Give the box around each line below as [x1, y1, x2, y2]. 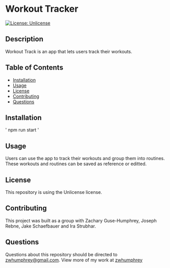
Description [5, 35, 43, 43]
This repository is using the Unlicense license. [5, 189, 102, 195]
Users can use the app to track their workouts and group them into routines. [5, 155, 165, 162]
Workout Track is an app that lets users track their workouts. [5, 48, 133, 54]
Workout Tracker [5, 3, 79, 15]
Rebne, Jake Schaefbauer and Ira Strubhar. [5, 223, 96, 229]
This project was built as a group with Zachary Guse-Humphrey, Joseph [5, 217, 157, 224]
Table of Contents [5, 63, 64, 72]
